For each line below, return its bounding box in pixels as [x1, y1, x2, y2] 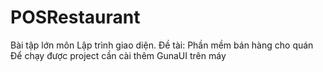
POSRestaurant [10, 6, 141, 29]
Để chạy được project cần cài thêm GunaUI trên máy [10, 49, 227, 61]
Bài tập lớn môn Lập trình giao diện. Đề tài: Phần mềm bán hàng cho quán [10, 39, 314, 51]
